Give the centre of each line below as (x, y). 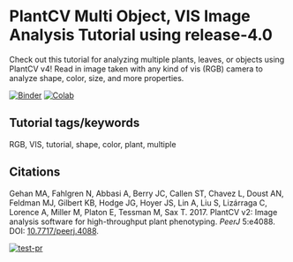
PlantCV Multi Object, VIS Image (130, 16)
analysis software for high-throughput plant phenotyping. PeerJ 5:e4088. (142, 221)
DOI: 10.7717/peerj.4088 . (54, 230)
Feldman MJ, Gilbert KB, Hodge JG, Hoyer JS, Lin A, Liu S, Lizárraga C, (138, 202)
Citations (35, 172)
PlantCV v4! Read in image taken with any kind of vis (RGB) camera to (136, 69)
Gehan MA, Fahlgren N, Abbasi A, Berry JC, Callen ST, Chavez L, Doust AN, (146, 193)
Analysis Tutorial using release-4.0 (141, 35)
